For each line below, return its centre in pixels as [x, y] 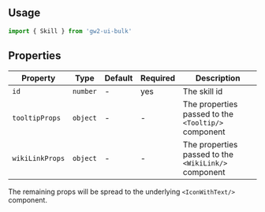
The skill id [203, 91]
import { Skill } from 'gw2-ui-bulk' [70, 31]
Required [158, 78]
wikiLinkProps [39, 158]
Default [119, 78]
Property [38, 78]
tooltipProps [37, 118]
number [84, 91]
